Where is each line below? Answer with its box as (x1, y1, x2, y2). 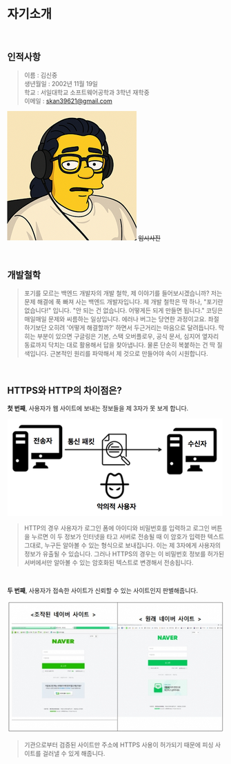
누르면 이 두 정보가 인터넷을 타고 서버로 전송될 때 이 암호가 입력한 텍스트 (31, 532, 225, 541)
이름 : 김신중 (23, 70, 58, 79)
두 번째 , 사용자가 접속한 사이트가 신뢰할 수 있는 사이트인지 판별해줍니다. (7, 587, 199, 595)
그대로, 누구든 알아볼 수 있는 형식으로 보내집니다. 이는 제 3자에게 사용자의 (23, 541, 221, 550)
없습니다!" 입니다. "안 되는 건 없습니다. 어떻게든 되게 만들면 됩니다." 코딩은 (23, 306, 223, 314)
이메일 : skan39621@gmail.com (23, 97, 112, 105)
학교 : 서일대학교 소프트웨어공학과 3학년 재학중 (23, 88, 150, 97)
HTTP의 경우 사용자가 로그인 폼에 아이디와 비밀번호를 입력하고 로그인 (23, 524, 210, 532)
